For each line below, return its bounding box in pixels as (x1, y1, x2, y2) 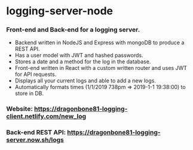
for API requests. (14, 71, 57, 78)
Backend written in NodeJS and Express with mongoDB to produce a (14, 39, 185, 46)
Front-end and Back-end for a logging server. (6, 26, 140, 34)
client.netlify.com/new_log (6, 112, 87, 121)
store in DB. (14, 90, 44, 97)
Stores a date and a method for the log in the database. (14, 58, 151, 65)
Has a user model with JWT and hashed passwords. (14, 52, 143, 59)
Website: (6, 105, 33, 113)
